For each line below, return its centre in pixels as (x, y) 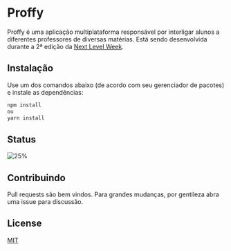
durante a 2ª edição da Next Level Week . (66, 46)
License (25, 224)
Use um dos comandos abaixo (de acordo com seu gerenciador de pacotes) (116, 85)
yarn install (26, 118)
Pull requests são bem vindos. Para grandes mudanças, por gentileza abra (113, 194)
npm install (24, 105)
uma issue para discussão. (45, 202)
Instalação (30, 68)
